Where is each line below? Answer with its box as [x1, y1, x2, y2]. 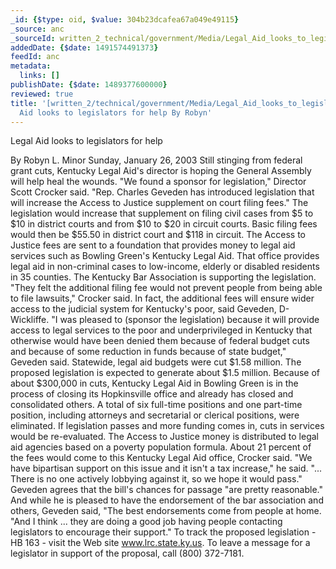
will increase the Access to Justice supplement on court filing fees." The [10, 197, 309, 209]
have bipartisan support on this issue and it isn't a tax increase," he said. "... [10, 462, 323, 475]
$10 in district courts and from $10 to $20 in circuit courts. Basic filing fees [10, 218, 318, 230]
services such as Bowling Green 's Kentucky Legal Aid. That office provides [10, 250, 320, 262]
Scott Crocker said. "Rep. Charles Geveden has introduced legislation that [10, 186, 315, 198]
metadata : [10, 61, 52, 71]
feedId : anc [10, 52, 60, 62]
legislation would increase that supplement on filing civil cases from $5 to [10, 207, 314, 220]
